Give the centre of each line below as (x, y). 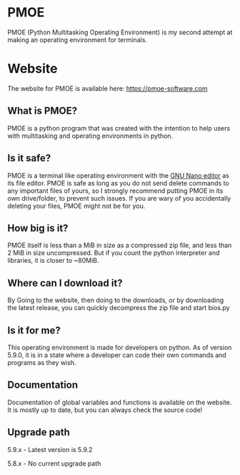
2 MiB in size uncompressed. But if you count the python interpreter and (114, 253)
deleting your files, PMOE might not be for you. (76, 206)
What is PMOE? (42, 111)
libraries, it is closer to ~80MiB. (53, 261)
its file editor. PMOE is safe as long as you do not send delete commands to (119, 183)
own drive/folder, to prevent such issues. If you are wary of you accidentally (119, 198)
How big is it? (38, 228)
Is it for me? (34, 330)
